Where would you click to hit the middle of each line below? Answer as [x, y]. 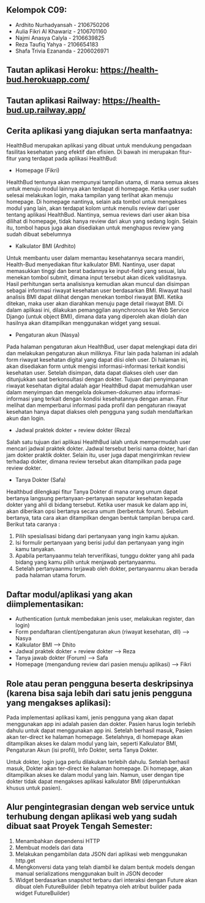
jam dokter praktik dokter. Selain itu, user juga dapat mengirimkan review [99, 455]
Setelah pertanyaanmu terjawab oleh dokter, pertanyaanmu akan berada [106, 569]
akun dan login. [26, 418]
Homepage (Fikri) [37, 170]
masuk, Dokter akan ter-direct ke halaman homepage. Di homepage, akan [99, 768]
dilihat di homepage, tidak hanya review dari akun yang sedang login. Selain [102, 221]
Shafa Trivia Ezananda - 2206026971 [62, 51]
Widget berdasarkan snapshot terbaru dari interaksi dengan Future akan [106, 880]
